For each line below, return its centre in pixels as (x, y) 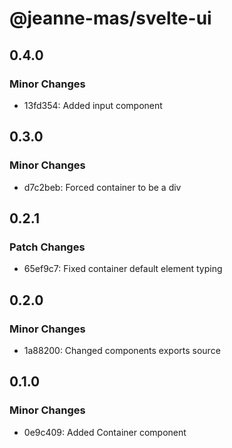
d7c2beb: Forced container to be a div (102, 187)
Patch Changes (47, 247)
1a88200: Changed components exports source (122, 350)
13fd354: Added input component (93, 105)
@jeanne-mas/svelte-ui (110, 18)
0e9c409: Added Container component (105, 432)
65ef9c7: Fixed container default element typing (123, 269)
